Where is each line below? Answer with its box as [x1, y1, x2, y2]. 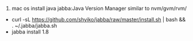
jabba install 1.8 [11, 28, 49, 35]
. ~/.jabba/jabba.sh [11, 23, 57, 29]
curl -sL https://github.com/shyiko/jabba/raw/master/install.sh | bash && [11, 16, 186, 23]
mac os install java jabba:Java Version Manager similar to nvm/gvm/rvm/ [11, 5, 187, 12]
